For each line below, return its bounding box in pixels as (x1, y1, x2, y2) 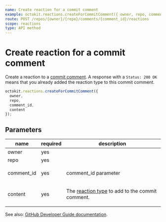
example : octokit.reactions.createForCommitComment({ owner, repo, (5, 12, 147, 17)
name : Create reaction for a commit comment (5, 7, 98, 12)
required (41, 140, 62, 147)
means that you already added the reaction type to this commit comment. (5, 79, 155, 85)
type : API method (5, 26, 41, 31)
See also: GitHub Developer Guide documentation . (5, 212, 108, 218)
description (98, 140, 126, 147)
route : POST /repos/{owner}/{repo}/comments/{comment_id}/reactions (5, 16, 149, 21)
